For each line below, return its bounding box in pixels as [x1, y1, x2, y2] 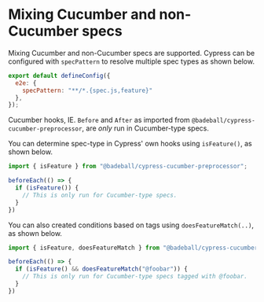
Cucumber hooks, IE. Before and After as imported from [8, 116, 190, 125]
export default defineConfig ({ [8, 72, 111, 79]
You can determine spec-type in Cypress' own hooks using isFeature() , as [8, 139, 253, 149]
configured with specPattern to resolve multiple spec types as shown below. [8, 57, 255, 66]
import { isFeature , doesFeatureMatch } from [8, 244, 159, 252]
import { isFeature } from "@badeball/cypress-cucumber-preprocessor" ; [8, 163, 247, 171]
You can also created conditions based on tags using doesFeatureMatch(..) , [8, 220, 254, 230]
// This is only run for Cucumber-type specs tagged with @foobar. [22, 273, 247, 281]
